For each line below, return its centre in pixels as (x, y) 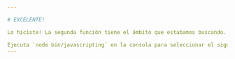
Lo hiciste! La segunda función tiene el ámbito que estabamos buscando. (117, 32)
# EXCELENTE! (26, 19)
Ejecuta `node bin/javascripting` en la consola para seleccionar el (111, 45)
